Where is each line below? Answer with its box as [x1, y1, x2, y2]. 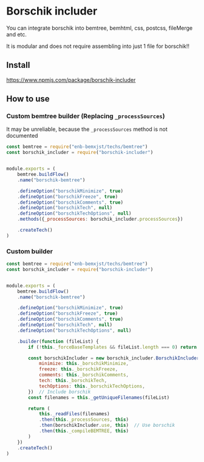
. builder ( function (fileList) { [17, 338, 99, 344]
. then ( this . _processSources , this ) [38, 417, 129, 423]
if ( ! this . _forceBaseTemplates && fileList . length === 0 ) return [28, 344, 197, 350]
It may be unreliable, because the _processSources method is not [6, 126, 168, 133]
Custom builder [6, 247, 53, 255]
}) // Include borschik [28, 389, 91, 395]
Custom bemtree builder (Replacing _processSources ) [6, 112, 165, 121]
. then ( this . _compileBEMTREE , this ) [38, 428, 129, 434]
